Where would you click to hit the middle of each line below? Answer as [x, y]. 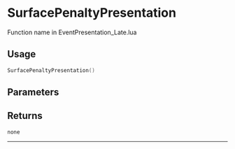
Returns [25, 116]
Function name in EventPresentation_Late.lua [72, 32]
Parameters [33, 92]
